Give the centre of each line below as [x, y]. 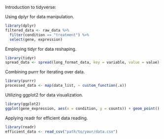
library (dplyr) [21, 26]
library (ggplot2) [23, 104]
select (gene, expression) [36, 39]
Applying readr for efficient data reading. [47, 118]
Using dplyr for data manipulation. [40, 17]
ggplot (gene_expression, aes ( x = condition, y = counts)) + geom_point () [82, 108]
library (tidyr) [21, 58]
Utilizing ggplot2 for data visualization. [44, 95]
